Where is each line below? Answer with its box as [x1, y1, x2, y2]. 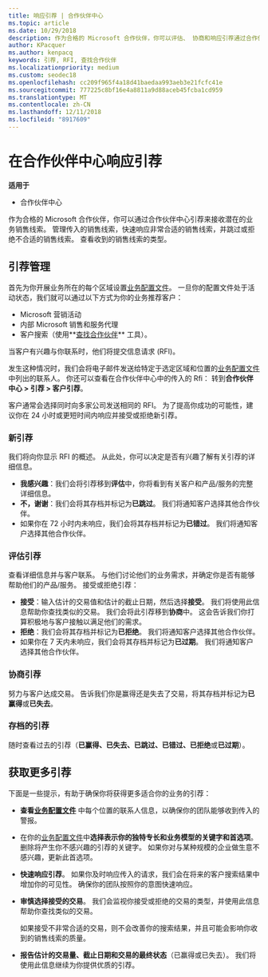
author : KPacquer [8, 42, 66, 49]
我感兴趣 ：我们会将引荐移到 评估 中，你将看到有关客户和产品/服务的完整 [19, 478, 254, 488]
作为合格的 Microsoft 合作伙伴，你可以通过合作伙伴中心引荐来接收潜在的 [8, 214, 246, 223]
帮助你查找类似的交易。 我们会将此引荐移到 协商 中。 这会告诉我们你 [26, 607, 248, 617]
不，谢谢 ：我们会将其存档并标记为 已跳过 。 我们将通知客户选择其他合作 [19, 498, 253, 508]
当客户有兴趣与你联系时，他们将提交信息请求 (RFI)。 [8, 346, 180, 356]
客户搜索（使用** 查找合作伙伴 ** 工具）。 [19, 329, 152, 339]
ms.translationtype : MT [8, 93, 88, 101]
